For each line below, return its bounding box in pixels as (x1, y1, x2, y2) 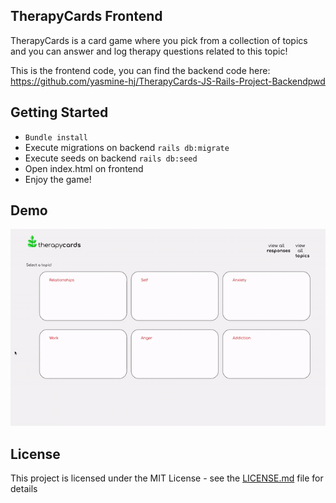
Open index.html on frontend (24, 162, 144, 174)
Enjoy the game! (24, 173, 92, 185)
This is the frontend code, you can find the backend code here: (10, 64, 271, 76)
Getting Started (10, 104, 109, 121)
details (10, 483, 38, 495)
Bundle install (24, 132, 89, 143)
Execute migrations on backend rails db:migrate (24, 141, 230, 153)
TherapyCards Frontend (10, 8, 163, 25)
